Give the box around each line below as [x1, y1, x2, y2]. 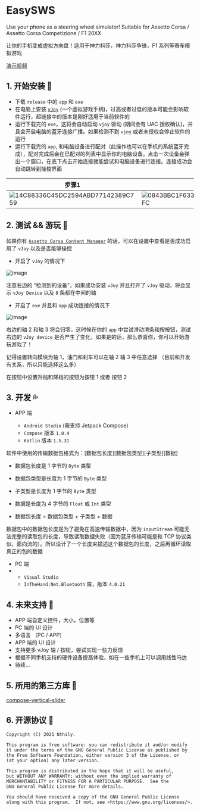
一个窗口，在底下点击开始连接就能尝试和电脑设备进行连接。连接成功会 [20, 157, 192, 164]
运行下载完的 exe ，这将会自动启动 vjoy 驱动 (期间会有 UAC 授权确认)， [14, 120, 188, 127]
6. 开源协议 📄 [6, 715, 54, 725]
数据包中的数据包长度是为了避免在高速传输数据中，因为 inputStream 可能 [6, 525, 185, 533]
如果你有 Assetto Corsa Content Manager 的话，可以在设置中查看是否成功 [6, 237, 186, 244]
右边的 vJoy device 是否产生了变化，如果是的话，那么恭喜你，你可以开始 [6, 333, 185, 340]
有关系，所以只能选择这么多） [6, 361, 79, 368]
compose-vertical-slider [6, 697, 65, 703]
